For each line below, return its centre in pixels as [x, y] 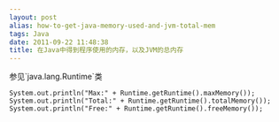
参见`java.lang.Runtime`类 [56, 77]
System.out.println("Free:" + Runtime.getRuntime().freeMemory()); [136, 109]
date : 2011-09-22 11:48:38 [59, 42]
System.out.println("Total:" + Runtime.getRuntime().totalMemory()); [140, 101]
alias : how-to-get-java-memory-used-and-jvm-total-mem [112, 26]
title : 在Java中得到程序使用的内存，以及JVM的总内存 [97, 50]
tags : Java [29, 34]
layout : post [33, 17]
